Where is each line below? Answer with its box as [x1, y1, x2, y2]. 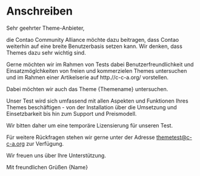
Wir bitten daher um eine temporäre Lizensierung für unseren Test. [6, 121, 173, 129]
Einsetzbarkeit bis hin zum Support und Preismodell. [6, 110, 137, 117]
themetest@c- [156, 134, 192, 141]
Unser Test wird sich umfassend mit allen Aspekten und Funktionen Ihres [6, 97, 189, 104]
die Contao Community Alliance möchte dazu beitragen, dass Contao [6, 36, 179, 43]
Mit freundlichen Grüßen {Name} [6, 163, 88, 171]
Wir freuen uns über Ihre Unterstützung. [6, 152, 106, 159]
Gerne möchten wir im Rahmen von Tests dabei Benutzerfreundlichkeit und [6, 61, 194, 68]
